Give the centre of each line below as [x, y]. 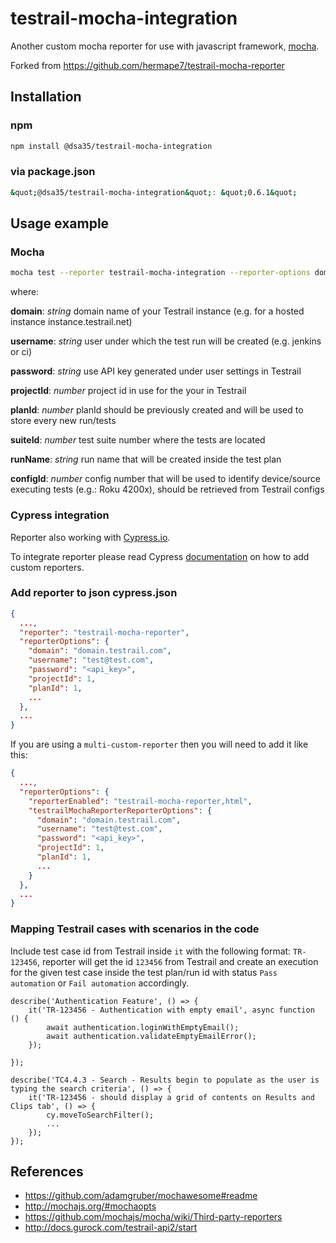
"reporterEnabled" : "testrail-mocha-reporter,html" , [140, 801]
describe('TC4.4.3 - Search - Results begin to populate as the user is [165, 1080]
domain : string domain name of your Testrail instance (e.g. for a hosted [157, 311]
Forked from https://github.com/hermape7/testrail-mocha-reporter [147, 65]
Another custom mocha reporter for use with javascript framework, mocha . [165, 46]
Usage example [60, 223]
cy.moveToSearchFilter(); [100, 1115]
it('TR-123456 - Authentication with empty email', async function [171, 1010]
